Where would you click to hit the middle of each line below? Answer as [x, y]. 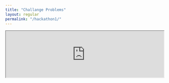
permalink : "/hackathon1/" [33, 19]
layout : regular [22, 14]
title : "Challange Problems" [36, 10]
